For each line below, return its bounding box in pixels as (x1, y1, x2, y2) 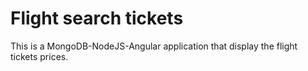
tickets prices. (10, 50, 69, 62)
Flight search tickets (10, 7, 184, 30)
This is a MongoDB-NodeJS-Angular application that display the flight (10, 40, 298, 52)
